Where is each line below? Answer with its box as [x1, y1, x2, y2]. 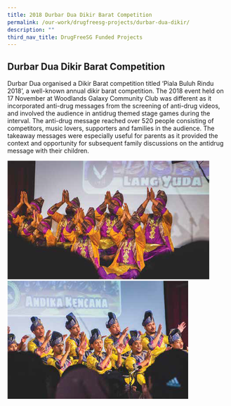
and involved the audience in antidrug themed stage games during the [7, 109, 211, 118]
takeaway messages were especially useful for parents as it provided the [7, 132, 218, 140]
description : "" [7, 26, 55, 33]
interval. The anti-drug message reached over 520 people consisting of [7, 117, 214, 125]
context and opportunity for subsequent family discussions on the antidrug [7, 139, 224, 148]
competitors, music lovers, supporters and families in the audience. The [7, 124, 215, 133]
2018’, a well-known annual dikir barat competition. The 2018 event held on [7, 87, 224, 95]
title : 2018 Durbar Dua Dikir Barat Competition [7, 11, 152, 18]
